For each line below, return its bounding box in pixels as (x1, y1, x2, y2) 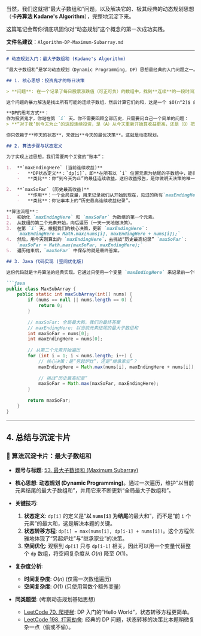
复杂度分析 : (14, 563, 43, 570)
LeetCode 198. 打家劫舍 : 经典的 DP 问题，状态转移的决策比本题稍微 (23, 616, 190, 623)
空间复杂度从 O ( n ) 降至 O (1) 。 (58, 550, 132, 557)
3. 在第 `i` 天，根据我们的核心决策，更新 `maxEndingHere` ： (6, 225, 150, 231)
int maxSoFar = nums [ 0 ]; (28, 330, 90, 336)
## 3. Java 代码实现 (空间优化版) (6, 258, 84, 264)
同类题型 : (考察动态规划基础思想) (14, 596, 96, 603)
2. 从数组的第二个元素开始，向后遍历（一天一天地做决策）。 (6, 220, 135, 226)
